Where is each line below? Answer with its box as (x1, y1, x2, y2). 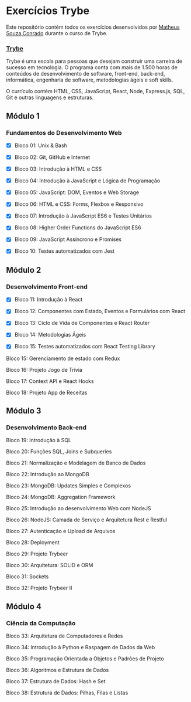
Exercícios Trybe (6, 4, 89, 18)
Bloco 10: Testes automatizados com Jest (14, 247, 115, 255)
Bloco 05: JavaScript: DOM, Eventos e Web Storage (14, 189, 139, 196)
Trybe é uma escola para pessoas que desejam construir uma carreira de (6, 57, 183, 65)
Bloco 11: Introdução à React (14, 296, 83, 303)
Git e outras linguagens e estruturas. (6, 94, 94, 101)
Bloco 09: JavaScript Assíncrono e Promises (14, 236, 121, 243)
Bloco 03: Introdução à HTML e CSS (14, 165, 102, 172)
